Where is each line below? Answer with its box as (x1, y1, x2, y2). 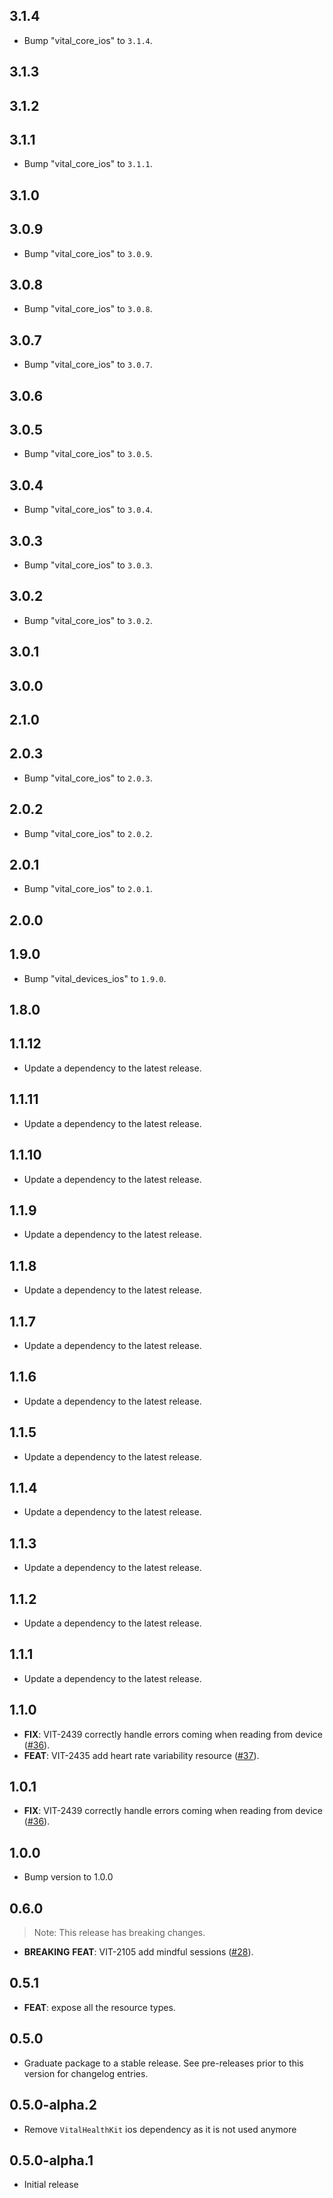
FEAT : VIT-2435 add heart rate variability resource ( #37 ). (23, 1749, 260, 1761)
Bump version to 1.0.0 (23, 1871, 114, 1883)
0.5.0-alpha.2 (9, 2097, 98, 2114)
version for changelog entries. (23, 2067, 149, 2079)
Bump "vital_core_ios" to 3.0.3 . (23, 559, 153, 571)
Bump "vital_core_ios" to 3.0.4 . (23, 504, 153, 516)
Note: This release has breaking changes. (33, 1927, 206, 1939)
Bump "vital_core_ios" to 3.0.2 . (23, 614, 153, 626)
